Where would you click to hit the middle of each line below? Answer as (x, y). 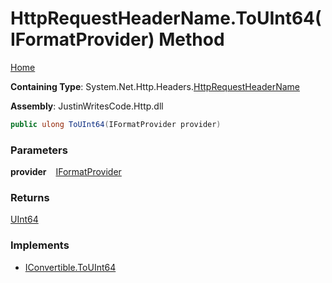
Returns (30, 198)
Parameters (39, 150)
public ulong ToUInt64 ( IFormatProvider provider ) (116, 124)
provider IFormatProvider (66, 172)
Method (191, 39)
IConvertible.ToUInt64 (70, 267)
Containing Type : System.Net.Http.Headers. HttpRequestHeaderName (155, 86)
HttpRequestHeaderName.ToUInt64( (166, 18)
